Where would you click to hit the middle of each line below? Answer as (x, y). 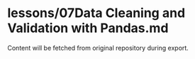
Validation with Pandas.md (88, 28)
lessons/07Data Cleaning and (96, 13)
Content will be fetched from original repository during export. (98, 48)
